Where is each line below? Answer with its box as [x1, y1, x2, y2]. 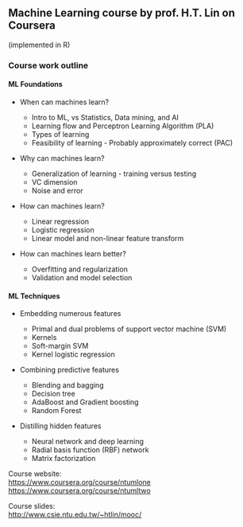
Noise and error [31, 185, 83, 195]
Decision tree [31, 389, 75, 399]
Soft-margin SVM [31, 342, 89, 351]
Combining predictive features [19, 365, 119, 375]
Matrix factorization [31, 454, 96, 463]
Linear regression [31, 217, 90, 226]
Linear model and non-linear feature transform [31, 233, 184, 243]
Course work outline [8, 60, 89, 71]
